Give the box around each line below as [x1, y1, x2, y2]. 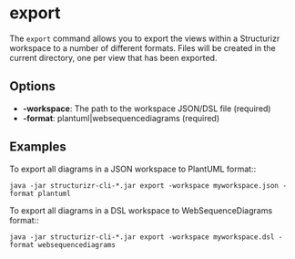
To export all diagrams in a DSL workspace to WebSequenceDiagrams [9, 204, 273, 216]
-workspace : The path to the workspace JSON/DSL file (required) [22, 103, 271, 114]
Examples [9, 140, 66, 155]
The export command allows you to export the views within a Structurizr [9, 33, 280, 44]
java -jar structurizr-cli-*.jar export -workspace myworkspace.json [9, 181, 280, 190]
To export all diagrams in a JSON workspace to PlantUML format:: [9, 163, 257, 174]
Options [9, 78, 56, 94]
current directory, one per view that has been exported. [9, 52, 218, 63]
